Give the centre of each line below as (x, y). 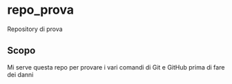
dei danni (20, 74)
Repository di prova (35, 29)
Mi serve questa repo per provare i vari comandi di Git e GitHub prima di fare (116, 67)
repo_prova (41, 10)
